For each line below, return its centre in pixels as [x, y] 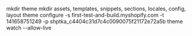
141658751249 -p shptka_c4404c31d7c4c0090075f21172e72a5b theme [94, 21]
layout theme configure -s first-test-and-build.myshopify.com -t [85, 15]
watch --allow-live [29, 28]
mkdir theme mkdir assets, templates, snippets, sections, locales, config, [96, 9]
